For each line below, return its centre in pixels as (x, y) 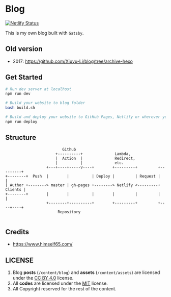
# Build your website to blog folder (45, 103)
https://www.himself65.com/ (42, 244)
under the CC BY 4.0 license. (43, 278)
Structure (21, 138)
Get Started (24, 77)
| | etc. (90, 163)
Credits (17, 232)
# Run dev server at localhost (38, 89)
